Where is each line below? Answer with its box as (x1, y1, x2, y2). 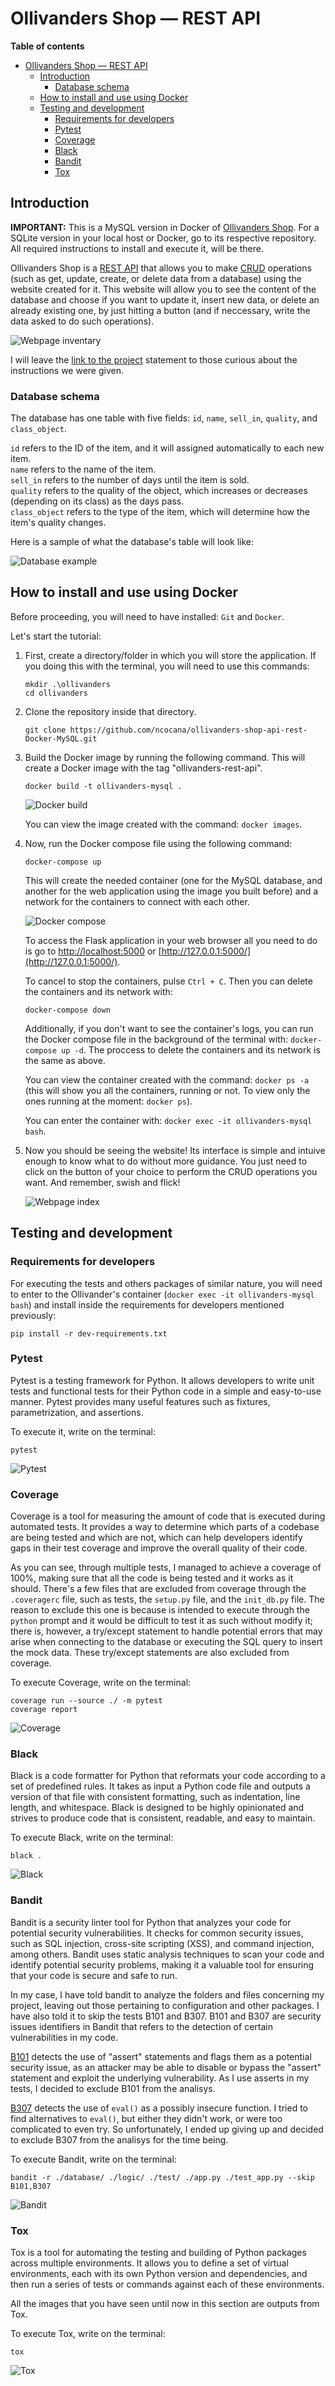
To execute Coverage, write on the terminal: (10, 1677, 192, 1689)
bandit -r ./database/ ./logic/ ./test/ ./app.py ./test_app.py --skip (10, 2172, 315, 2182)
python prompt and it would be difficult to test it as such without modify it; (10, 1615, 313, 1627)
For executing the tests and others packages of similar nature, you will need (10, 1277, 323, 1289)
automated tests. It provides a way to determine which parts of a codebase (10, 1521, 320, 1533)
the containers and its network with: (24, 985, 173, 997)
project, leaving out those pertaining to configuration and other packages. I (10, 1999, 320, 2011)
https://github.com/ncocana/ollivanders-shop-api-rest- (69, 725, 308, 735)
